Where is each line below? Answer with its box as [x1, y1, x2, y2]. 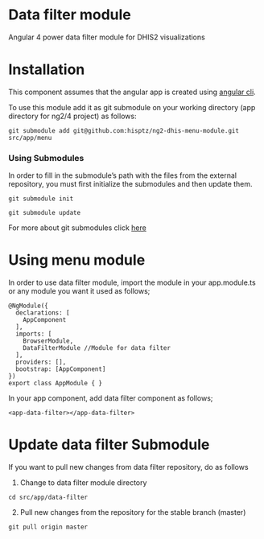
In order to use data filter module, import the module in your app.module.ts [8, 278, 256, 287]
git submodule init [8, 195, 74, 203]
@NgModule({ [8, 302, 48, 311]
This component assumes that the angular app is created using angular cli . [8, 87, 256, 97]
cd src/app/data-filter [8, 493, 89, 502]
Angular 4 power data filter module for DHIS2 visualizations [8, 32, 205, 42]
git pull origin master [8, 523, 89, 532]
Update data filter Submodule [8, 436, 210, 454]
